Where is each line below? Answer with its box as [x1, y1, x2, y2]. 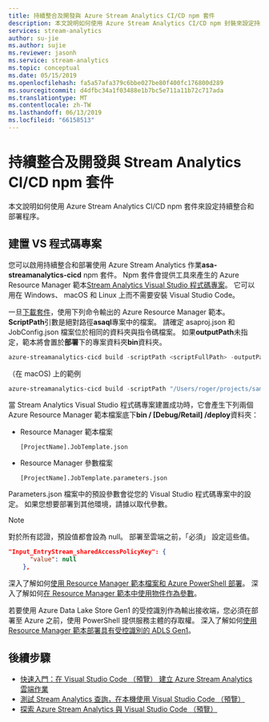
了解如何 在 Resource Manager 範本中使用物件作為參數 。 [14, 589, 202, 598]
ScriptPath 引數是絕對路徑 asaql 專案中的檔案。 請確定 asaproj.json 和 [8, 317, 235, 327]
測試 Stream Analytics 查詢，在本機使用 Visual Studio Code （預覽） [19, 694, 246, 704]
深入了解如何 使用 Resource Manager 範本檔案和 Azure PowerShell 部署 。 [8, 578, 250, 588]
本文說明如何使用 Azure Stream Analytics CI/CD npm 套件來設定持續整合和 [8, 201, 255, 211]
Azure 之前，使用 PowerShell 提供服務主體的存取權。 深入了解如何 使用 [23, 615, 258, 625]
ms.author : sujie [8, 42, 66, 50]
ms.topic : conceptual [8, 64, 81, 72]
